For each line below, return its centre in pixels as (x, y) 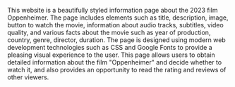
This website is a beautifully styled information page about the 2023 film (113, 10)
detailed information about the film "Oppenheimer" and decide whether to (115, 62)
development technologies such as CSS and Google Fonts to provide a (110, 47)
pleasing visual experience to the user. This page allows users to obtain (111, 55)
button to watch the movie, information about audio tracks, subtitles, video (115, 25)
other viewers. (28, 77)
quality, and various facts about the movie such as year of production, (109, 32)
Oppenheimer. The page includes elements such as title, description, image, (118, 18)
